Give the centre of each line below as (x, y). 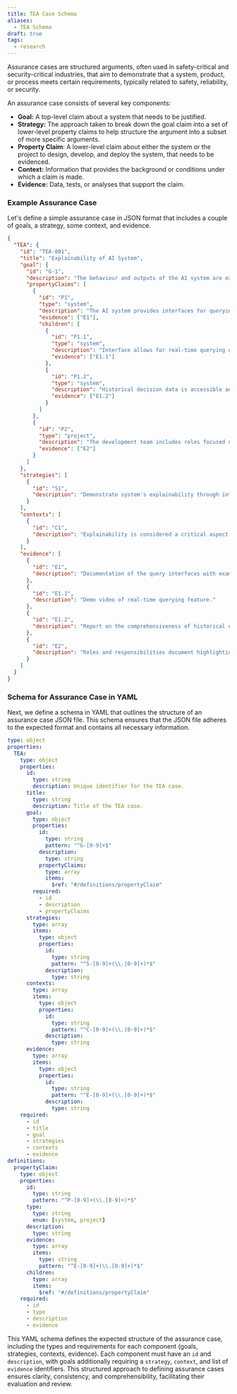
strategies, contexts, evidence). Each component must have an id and (109, 1354)
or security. (24, 89)
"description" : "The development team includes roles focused (132, 443)
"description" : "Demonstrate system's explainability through (126, 495)
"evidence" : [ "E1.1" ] (83, 357)
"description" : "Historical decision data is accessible (137, 389)
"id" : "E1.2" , (53, 620)
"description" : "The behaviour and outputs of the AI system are (124, 278)
